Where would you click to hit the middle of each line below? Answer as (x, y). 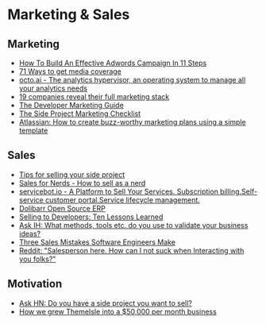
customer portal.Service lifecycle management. (123, 199)
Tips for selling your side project (72, 174)
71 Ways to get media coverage (70, 71)
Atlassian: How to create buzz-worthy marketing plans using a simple (133, 122)
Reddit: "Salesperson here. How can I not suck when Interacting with (131, 250)
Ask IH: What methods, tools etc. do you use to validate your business (133, 225)
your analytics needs (53, 88)
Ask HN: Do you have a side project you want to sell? (105, 303)
